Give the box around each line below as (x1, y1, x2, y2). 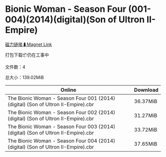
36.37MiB (134, 98, 158, 105)
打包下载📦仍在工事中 (5, 52, 49, 58)
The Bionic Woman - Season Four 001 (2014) (7, 95, 116, 102)
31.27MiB (134, 112, 158, 119)
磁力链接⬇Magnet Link (5, 41, 52, 47)
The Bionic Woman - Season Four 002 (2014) (7, 109, 116, 116)
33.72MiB (134, 126, 158, 133)
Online (60, 86, 77, 93)
